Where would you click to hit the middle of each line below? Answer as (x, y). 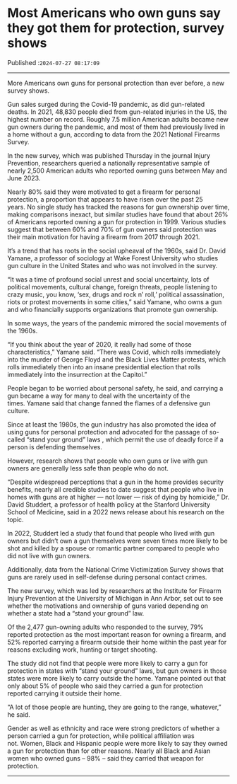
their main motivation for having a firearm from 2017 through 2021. (104, 237)
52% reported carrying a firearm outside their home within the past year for (117, 642)
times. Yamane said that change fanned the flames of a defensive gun (109, 403)
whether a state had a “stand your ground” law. (76, 613)
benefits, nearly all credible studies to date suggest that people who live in (115, 489)
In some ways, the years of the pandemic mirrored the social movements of (117, 323)
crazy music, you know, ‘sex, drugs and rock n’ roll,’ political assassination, (116, 294)
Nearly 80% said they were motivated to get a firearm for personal (104, 192)
